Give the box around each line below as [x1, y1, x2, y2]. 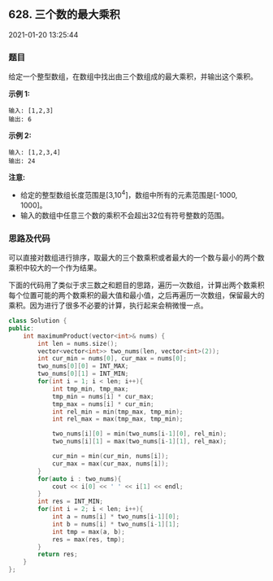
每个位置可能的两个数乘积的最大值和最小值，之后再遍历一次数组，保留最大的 [8, 290, 265, 300]
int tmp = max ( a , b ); [51, 527, 126, 535]
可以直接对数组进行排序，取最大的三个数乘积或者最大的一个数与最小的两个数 [8, 253, 265, 263]
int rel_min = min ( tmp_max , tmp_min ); [51, 408, 184, 416]
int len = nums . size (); [37, 339, 118, 347]
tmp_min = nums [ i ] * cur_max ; [51, 392, 154, 400]
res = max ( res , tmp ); [51, 535, 126, 544]
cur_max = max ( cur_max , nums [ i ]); [51, 459, 169, 468]
